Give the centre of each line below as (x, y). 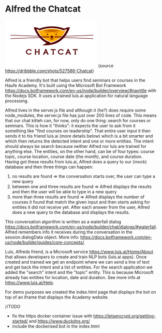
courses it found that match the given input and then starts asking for (81, 202)
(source (106, 65)
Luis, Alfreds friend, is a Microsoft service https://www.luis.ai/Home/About (79, 252)
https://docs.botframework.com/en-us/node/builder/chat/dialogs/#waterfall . (81, 227)
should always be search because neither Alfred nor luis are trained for (76, 146)
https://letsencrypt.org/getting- (125, 316)
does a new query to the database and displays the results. (71, 212)
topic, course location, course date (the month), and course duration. (74, 157)
